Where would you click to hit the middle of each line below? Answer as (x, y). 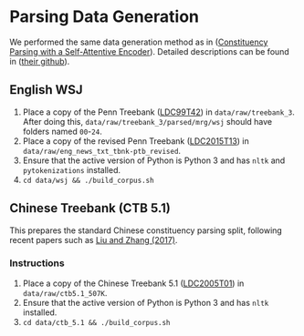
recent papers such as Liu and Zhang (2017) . (94, 239)
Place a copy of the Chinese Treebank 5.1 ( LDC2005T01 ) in (133, 283)
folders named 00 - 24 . (62, 131)
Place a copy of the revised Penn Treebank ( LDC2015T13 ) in (136, 141)
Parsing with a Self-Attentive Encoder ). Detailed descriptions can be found (149, 51)
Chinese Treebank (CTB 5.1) (90, 208)
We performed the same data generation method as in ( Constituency (139, 42)
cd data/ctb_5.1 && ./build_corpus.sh (96, 322)
